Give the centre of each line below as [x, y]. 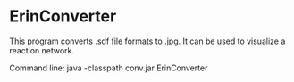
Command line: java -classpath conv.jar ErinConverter [109, 68]
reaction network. [42, 50]
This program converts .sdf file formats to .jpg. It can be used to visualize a [147, 41]
